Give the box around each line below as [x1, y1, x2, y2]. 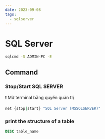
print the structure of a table [5, 118, 74, 125]
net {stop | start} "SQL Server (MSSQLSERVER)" [5, 106, 101, 111]
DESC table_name [5, 129, 39, 134]
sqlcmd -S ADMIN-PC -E [5, 54, 52, 60]
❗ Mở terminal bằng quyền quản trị [5, 94, 75, 100]
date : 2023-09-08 [5, 7, 41, 12]
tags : [5, 12, 16, 17]
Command [5, 68, 38, 76]
